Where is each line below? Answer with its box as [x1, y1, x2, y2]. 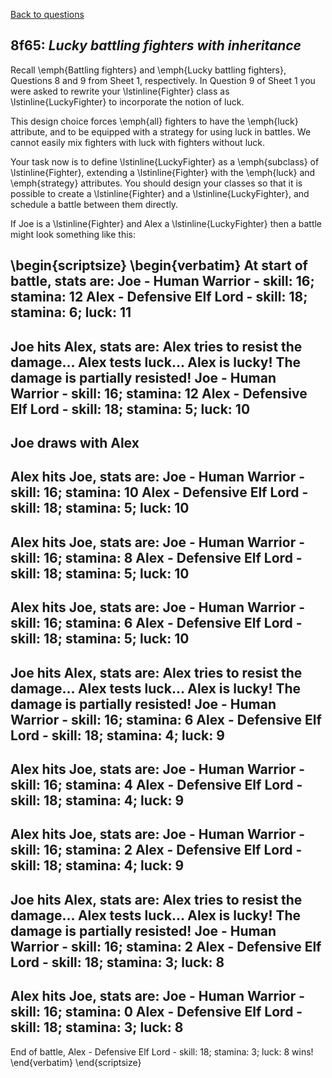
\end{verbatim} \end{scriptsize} [10, 1056, 142, 1068]
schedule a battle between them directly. [10, 198, 179, 210]
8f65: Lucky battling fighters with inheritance [10, 37, 302, 54]
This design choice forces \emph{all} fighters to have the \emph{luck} [10, 115, 299, 127]
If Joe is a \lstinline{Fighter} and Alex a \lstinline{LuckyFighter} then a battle [10, 217, 323, 229]
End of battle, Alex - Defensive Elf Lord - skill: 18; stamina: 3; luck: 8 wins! [10, 1045, 314, 1058]
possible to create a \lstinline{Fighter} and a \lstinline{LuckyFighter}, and [10, 187, 310, 199]
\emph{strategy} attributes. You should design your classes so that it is [10, 177, 303, 189]
